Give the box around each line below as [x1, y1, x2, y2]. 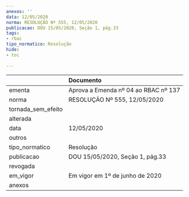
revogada [9, 162, 35, 170]
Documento [68, 76, 102, 84]
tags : [6, 30, 19, 36]
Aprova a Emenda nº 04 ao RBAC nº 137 [68, 86, 181, 94]
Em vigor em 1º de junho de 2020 [68, 171, 162, 179]
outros [9, 133, 27, 141]
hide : [6, 47, 19, 53]
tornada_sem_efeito [9, 105, 63, 113]
